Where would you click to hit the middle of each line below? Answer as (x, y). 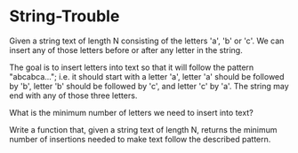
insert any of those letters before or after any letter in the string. (126, 50)
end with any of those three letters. (73, 96)
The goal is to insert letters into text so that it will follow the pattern (132, 67)
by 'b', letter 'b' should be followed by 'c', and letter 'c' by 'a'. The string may (149, 86)
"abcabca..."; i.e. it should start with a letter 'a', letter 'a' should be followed (147, 76)
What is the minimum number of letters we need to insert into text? (131, 112)
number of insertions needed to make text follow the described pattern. (140, 139)
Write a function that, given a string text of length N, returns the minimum (143, 129)
